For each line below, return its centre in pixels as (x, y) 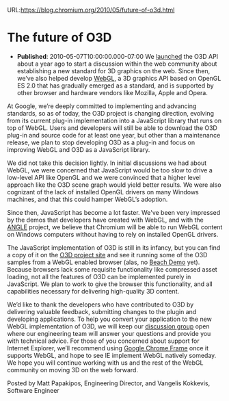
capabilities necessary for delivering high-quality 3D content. (93, 291)
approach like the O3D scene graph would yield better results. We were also (114, 185)
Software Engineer (33, 390)
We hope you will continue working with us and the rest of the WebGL (105, 363)
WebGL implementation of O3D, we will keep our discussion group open (108, 326)
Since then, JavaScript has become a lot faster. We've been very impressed (114, 212)
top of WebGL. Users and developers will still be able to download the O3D (112, 128)
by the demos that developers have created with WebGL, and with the (105, 220)
